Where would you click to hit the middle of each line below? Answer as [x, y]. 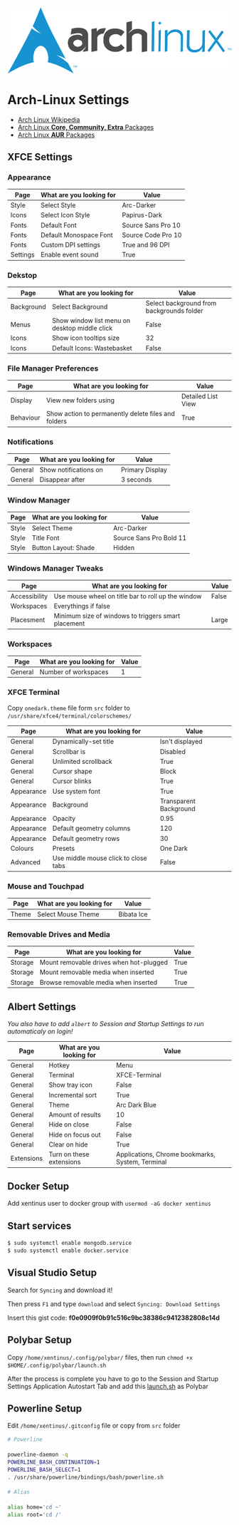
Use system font [76, 791]
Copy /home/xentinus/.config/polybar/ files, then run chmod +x [100, 1357]
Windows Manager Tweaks [55, 568]
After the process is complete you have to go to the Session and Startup [113, 1378]
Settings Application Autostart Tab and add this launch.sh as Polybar [108, 1386]
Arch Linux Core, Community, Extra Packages [86, 127]
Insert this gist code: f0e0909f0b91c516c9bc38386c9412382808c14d [114, 1318]
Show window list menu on [91, 321]
